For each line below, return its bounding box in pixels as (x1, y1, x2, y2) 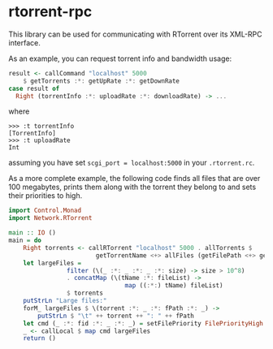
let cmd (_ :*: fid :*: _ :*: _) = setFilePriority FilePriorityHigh (23, 319, 264, 327)
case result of (8, 84, 60, 93)
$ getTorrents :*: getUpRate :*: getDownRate (23, 76, 180, 85)
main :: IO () (8, 229, 57, 237)
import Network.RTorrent (8, 214, 93, 222)
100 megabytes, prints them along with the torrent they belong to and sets (8, 182, 257, 192)
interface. (8, 37, 41, 47)
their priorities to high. (8, 191, 83, 200)
